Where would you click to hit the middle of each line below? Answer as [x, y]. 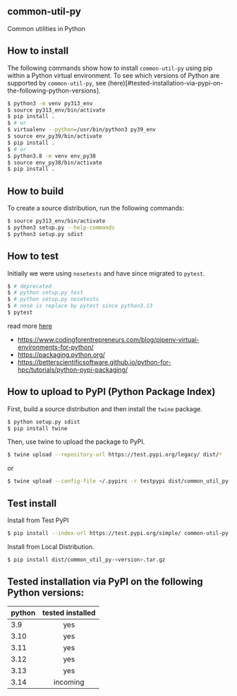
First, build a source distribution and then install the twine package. [105, 408]
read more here [30, 326]
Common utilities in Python [47, 28]
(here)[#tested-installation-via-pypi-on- [165, 83]
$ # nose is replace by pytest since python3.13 [80, 306]
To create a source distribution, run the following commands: [96, 208]
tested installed [69, 613]
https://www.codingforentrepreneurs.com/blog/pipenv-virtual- [108, 339]
